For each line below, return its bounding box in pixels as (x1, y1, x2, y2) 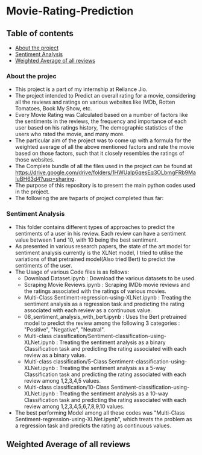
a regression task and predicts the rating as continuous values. (14, 422, 172, 429)
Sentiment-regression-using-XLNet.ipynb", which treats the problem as (14, 415, 192, 422)
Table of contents (6, 28, 74, 39)
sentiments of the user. (14, 262, 72, 269)
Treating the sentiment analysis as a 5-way (59, 364, 166, 371)
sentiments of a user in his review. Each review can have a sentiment (14, 230, 186, 237)
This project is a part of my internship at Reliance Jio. (14, 86, 148, 93)
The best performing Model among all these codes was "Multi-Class (14, 409, 185, 416)
